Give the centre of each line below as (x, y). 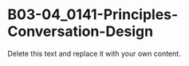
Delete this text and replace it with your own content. (94, 53)
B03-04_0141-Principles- (93, 15)
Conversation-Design (80, 31)
